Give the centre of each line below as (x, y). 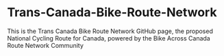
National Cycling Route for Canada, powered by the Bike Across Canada (109, 38)
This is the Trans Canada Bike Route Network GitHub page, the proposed (110, 31)
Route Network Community (46, 45)
